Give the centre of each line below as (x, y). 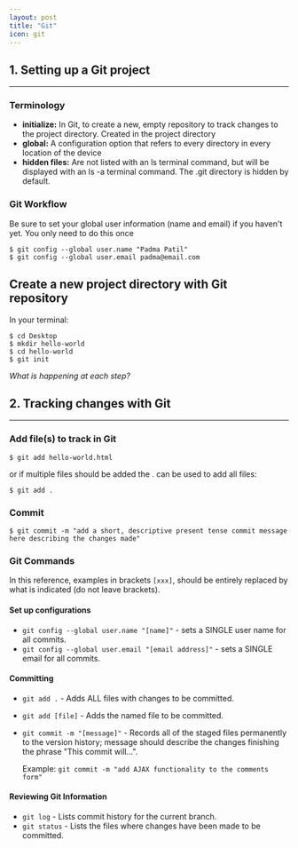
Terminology (37, 106)
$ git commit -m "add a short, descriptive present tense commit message (149, 531)
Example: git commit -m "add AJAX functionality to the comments (145, 768)
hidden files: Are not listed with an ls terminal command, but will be (145, 162)
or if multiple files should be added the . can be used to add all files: (133, 474)
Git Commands (42, 560)
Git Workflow (38, 204)
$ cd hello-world (41, 352)
